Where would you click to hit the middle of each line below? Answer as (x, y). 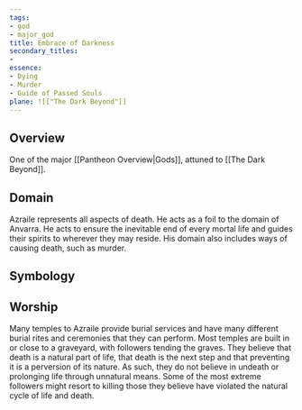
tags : (19, 18)
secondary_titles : (44, 51)
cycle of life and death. (52, 396)
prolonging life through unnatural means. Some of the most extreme (135, 377)
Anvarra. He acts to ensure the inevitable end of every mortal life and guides (151, 229)
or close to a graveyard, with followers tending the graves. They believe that (151, 348)
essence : (26, 68)
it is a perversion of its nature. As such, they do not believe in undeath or (144, 367)
